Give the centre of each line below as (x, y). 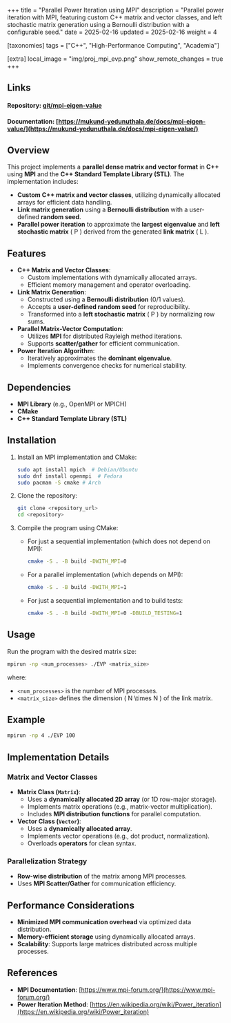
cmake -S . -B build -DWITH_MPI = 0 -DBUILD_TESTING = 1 (105, 613)
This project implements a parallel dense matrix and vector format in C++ (113, 167)
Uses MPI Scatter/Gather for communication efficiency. (97, 883)
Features (27, 253)
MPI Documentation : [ (49, 989)
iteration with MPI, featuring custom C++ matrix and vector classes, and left (114, 17)
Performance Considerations (71, 905)
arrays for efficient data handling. (64, 203)
